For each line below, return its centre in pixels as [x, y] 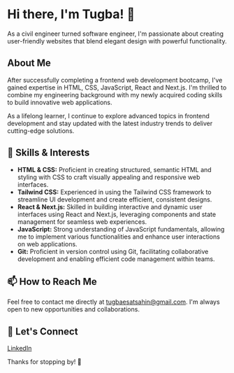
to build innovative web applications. [60, 102]
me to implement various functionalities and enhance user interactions [118, 237]
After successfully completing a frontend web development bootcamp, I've [115, 80]
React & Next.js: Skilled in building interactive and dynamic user [110, 206]
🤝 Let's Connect [43, 331]
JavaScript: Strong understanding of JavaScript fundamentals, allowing [121, 229]
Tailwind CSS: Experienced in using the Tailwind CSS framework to [114, 192]
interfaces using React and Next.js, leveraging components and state [117, 214]
